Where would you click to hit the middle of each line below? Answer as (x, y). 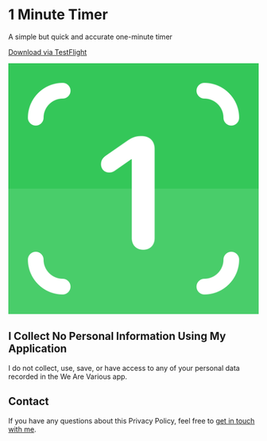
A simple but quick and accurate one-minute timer (91, 37)
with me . (23, 429)
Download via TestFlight (48, 52)
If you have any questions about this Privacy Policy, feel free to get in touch (132, 420)
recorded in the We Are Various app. (68, 377)
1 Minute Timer (58, 15)
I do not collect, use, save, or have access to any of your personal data (124, 368)
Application (38, 349)
